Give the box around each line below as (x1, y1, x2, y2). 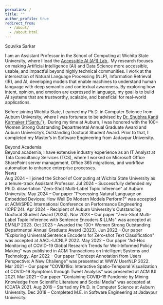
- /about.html (9, 30, 38, 35)
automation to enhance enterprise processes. (5, 165, 96, 171)
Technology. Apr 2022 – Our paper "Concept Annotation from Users (5, 253, 142, 259)
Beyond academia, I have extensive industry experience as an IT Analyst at (5, 149, 156, 155)
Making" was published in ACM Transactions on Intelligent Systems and (5, 248, 149, 254)
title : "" (5, 12, 25, 17)
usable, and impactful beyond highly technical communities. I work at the (5, 68, 152, 74)
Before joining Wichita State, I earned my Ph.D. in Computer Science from (5, 109, 153, 115)
